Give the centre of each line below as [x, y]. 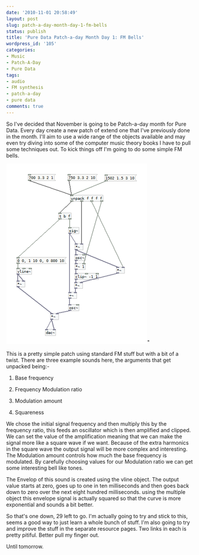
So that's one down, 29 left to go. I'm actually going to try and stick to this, [97, 516]
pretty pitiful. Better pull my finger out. [53, 535]
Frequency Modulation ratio [48, 389]
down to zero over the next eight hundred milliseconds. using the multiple [96, 492]
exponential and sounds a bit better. [50, 505]
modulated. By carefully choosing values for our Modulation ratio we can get [99, 461]
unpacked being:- [28, 366]
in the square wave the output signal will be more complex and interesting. [97, 449]
